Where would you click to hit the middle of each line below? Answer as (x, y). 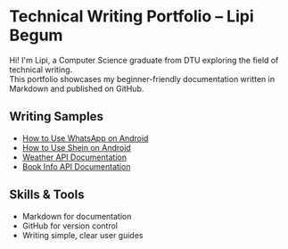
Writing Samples (57, 116)
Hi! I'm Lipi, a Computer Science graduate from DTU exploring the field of (144, 60)
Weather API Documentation (74, 157)
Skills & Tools (47, 195)
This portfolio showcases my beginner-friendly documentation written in (142, 79)
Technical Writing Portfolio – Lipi (132, 17)
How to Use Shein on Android (76, 147)
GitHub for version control (70, 226)
